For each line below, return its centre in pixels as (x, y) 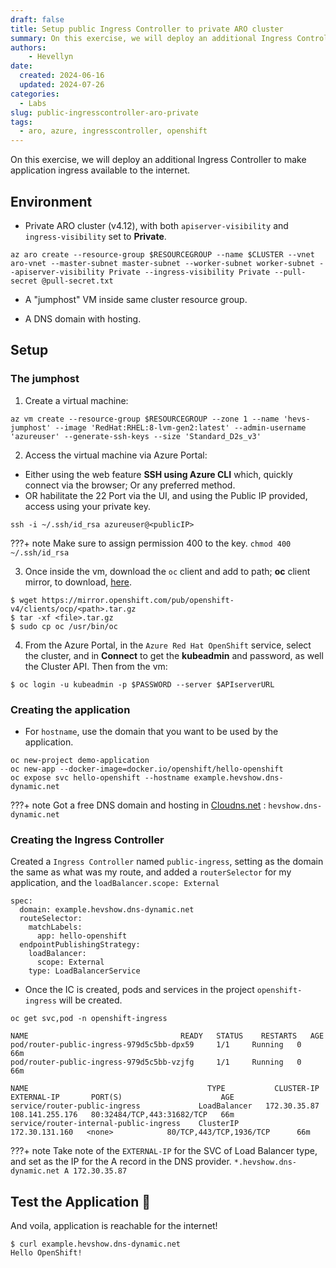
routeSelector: (51, 919)
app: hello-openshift (82, 936)
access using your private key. (87, 506)
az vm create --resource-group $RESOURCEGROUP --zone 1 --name (145, 419)
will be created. (90, 1000)
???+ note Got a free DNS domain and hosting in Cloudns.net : (138, 805)
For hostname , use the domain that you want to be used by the (151, 731)
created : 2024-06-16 (62, 76)
